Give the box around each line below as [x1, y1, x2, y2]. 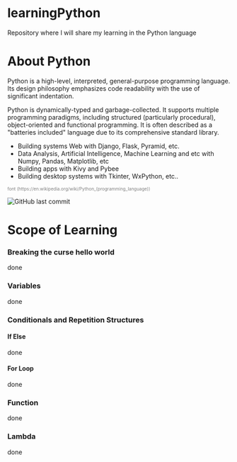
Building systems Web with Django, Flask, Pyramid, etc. [17, 142, 180, 150]
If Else [7, 332, 26, 341]
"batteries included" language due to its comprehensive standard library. [7, 128, 219, 136]
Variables [7, 281, 41, 291]
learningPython [7, 5, 101, 21]
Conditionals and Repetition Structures [7, 315, 144, 325]
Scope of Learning [7, 222, 118, 238]
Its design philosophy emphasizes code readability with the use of [7, 84, 200, 93]
